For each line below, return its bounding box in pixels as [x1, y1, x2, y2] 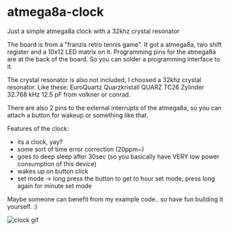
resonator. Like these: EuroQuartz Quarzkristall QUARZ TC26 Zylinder [7, 83, 205, 91]
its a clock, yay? [17, 137, 63, 145]
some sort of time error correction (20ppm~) [17, 145, 145, 153]
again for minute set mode [17, 181, 92, 190]
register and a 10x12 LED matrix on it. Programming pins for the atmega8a [7, 48, 216, 56]
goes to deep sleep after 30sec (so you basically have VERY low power [17, 152, 220, 161]
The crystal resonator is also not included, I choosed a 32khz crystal [7, 75, 202, 83]
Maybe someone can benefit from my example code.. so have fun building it [7, 194, 224, 203]
